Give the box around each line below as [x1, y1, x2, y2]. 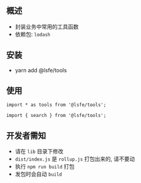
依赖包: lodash [14, 30, 51, 38]
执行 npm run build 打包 [14, 163, 75, 170]
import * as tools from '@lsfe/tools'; [6, 102, 107, 108]
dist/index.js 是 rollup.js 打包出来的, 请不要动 [14, 155, 136, 162]
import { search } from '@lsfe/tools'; [6, 113, 107, 119]
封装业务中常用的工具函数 [14, 23, 79, 30]
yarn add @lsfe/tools [14, 66, 67, 74]
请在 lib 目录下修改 [14, 148, 64, 155]
